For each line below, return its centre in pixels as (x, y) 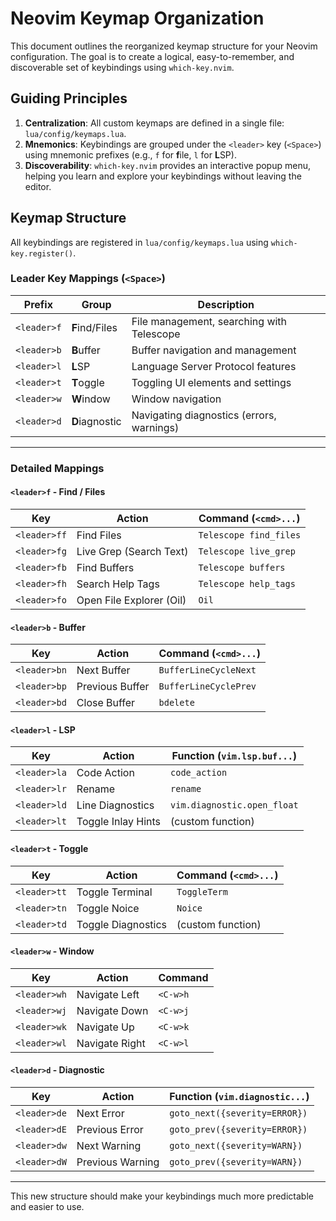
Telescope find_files (250, 535)
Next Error (100, 1113)
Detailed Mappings (57, 468)
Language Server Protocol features (214, 366)
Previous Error (110, 1129)
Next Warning (109, 1145)
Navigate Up (105, 1027)
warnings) (155, 427)
